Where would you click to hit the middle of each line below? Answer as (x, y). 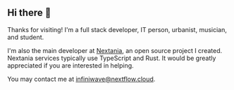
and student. (26, 37)
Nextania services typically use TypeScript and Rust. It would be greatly (112, 58)
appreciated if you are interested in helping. (70, 65)
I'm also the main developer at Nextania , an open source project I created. (115, 50)
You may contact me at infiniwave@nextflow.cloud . (81, 79)
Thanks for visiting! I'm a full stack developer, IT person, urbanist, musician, (117, 29)
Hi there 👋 (29, 13)
